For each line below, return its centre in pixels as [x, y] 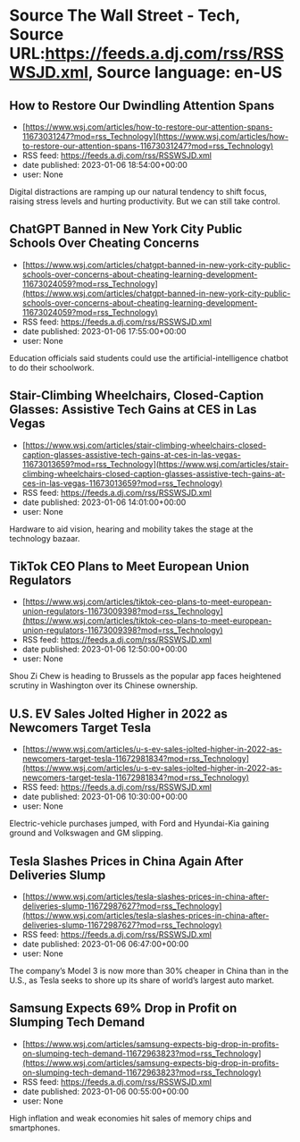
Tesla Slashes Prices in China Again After [126, 861]
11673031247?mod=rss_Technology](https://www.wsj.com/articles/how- [155, 136]
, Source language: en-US [185, 73]
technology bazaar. [45, 538]
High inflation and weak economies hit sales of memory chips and [130, 1118]
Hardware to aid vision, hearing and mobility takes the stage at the [131, 529]
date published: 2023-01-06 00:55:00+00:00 [105, 1091]
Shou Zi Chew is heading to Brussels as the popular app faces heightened [145, 676]
